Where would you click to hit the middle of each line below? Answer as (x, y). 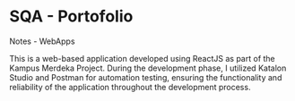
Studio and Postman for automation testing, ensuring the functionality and (146, 77)
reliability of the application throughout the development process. (130, 87)
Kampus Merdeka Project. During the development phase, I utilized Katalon (148, 68)
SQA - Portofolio (71, 17)
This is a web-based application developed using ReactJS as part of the (142, 58)
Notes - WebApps (42, 41)
